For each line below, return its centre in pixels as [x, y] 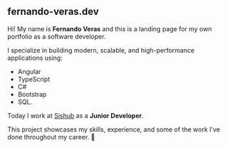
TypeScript [34, 79]
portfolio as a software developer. [57, 36]
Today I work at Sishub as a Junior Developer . [75, 115]
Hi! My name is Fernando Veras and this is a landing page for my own [110, 28]
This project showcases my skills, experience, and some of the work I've [114, 129]
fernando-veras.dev [53, 12]
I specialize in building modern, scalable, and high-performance [101, 50]
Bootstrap [32, 94]
